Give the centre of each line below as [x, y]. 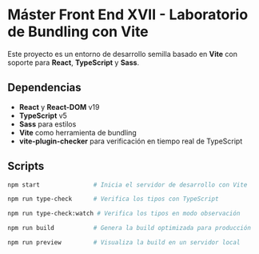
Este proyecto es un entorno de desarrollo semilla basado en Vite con [122, 54]
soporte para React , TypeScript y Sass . [74, 62]
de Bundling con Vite [78, 32]
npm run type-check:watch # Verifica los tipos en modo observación [124, 214]
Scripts [26, 166]
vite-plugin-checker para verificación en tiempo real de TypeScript [131, 141]
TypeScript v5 [43, 115]
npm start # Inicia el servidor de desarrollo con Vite [128, 185]
